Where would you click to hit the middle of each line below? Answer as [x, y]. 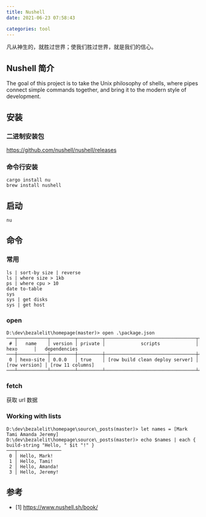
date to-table [25, 289]
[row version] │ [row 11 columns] [51, 365]
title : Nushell [26, 12]
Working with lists [34, 416]
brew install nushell [34, 186]
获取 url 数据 [22, 400]
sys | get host [26, 305]
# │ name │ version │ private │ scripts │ [104, 343]
